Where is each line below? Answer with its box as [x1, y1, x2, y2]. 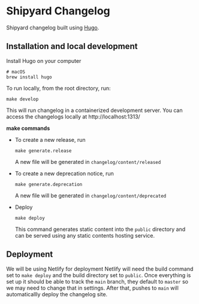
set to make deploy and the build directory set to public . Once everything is [6, 271, 191, 279]
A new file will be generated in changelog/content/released [14, 158, 161, 165]
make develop [6, 96, 39, 102]
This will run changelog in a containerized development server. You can [6, 107, 183, 114]
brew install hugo [6, 74, 52, 80]
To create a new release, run [14, 136, 86, 143]
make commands [6, 124, 50, 132]
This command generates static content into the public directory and [14, 226, 186, 233]
